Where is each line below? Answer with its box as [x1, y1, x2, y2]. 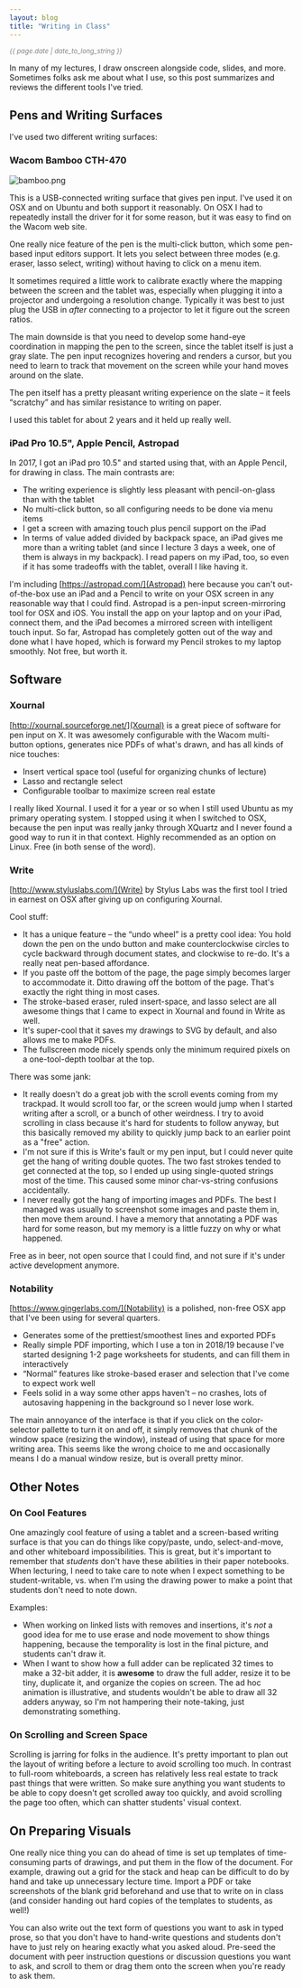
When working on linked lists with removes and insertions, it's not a [22, 1619, 273, 1630]
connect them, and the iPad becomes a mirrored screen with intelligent [9, 616, 273, 628]
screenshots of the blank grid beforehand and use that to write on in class [9, 1885, 284, 1896]
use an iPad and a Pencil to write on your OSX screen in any [51, 588, 275, 599]
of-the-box [9, 588, 50, 599]
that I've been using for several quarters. [9, 1312, 160, 1324]
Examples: [9, 1601, 48, 1613]
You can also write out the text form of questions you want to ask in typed [9, 1922, 284, 1933]
